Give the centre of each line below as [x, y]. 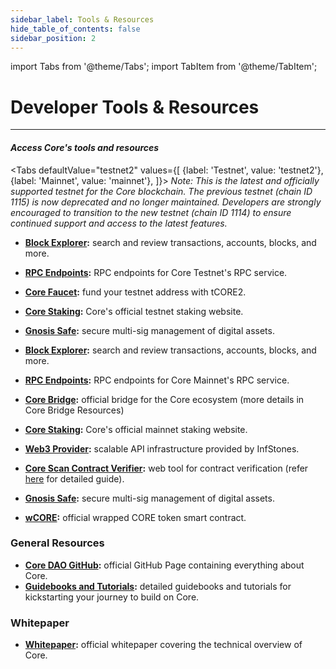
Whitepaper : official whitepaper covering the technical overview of [163, 645]
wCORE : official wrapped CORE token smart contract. [135, 517]
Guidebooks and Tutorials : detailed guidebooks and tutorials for [158, 586]
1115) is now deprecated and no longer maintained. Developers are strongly [166, 202]
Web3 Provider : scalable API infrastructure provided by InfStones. [162, 448]
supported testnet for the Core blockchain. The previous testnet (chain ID [161, 191]
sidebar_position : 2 [53, 38]
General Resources [57, 543]
